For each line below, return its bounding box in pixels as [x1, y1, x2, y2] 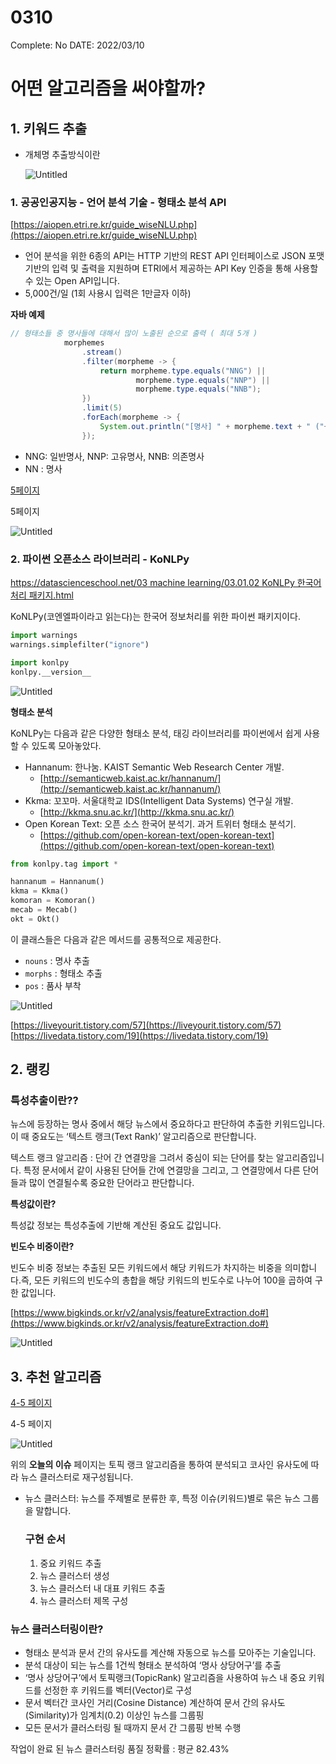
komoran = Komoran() [10, 896, 97, 906]
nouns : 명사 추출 [24, 954, 90, 966]
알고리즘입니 [275, 1152, 325, 1164]
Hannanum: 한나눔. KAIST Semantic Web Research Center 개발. [24, 761, 285, 773]
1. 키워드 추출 [10, 120, 87, 137]
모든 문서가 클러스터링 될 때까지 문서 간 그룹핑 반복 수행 [24, 1721, 242, 1733]
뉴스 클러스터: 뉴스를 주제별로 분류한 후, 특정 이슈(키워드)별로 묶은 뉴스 [24, 1492, 301, 1505]
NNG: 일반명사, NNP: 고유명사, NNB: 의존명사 [24, 450, 205, 462]
